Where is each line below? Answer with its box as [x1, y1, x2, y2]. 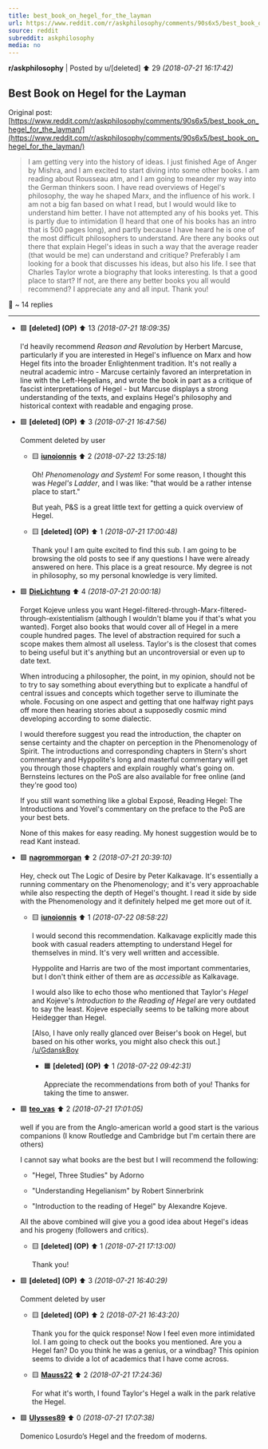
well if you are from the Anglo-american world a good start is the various [19, 1122, 259, 1132]
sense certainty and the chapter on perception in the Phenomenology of [19, 738, 258, 747]
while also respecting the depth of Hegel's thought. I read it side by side [19, 888, 257, 897]
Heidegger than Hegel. [31, 1012, 107, 1022]
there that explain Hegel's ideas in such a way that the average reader [27, 241, 258, 251]
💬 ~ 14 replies [8, 299, 53, 309]
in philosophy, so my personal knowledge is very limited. [31, 570, 218, 580]
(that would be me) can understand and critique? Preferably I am [27, 250, 241, 259]
